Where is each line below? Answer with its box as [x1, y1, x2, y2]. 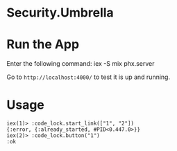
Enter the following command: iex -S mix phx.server [6, 60, 155, 68]
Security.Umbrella [6, 5, 114, 21]
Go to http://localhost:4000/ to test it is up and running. [6, 73, 171, 81]
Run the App [6, 37, 80, 53]
